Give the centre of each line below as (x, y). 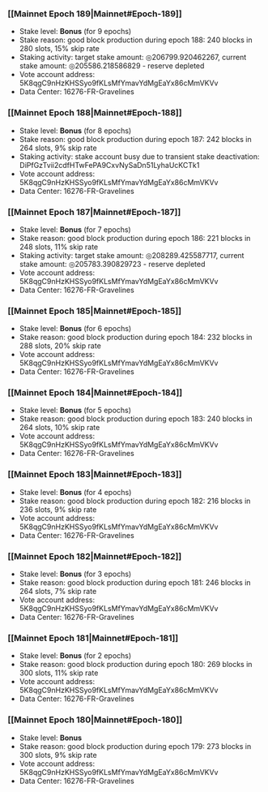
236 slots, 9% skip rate (58, 509)
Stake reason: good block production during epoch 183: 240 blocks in (136, 419)
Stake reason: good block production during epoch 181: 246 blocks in (135, 583)
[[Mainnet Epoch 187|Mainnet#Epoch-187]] (94, 212)
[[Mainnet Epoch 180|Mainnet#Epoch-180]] (95, 720)
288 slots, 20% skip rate (60, 346)
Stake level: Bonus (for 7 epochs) (75, 229)
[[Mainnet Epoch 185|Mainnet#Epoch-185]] (95, 311)
